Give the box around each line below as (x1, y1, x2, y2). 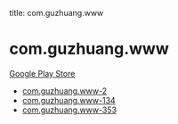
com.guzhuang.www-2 (21, 85, 108, 96)
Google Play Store (9, 68, 76, 79)
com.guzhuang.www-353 (21, 104, 117, 115)
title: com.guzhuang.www (9, 8, 104, 18)
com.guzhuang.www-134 (21, 95, 116, 105)
